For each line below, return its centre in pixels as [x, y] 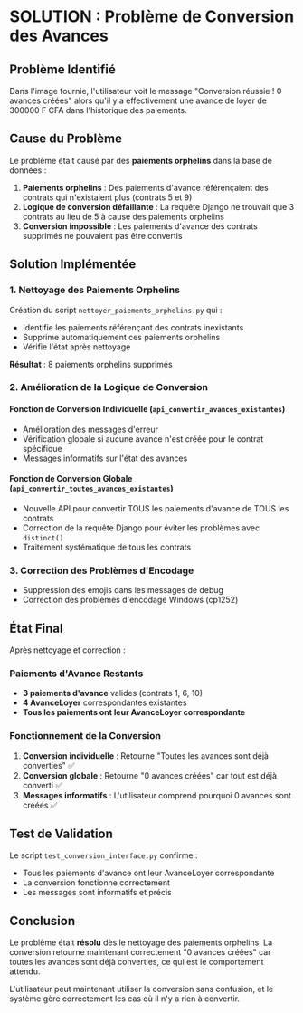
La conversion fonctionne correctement [96, 883]
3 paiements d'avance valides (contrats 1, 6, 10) [113, 693]
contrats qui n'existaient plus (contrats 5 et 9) [107, 197]
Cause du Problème [66, 139]
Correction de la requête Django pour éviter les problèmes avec [141, 528]
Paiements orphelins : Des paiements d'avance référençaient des [146, 187]
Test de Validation [61, 833]
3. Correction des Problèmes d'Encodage [102, 570]
